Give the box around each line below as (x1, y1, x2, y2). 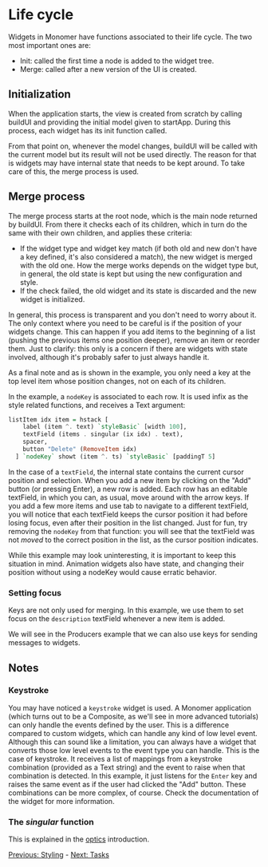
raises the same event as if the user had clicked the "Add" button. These (8, 779, 246, 789)
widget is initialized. (19, 294, 85, 304)
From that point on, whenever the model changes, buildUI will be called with (8, 141, 258, 151)
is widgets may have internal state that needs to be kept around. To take (8, 158, 246, 168)
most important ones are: (8, 40, 92, 49)
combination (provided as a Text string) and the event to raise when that (8, 762, 246, 772)
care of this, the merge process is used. (8, 166, 140, 176)
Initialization (8, 88, 72, 101)
